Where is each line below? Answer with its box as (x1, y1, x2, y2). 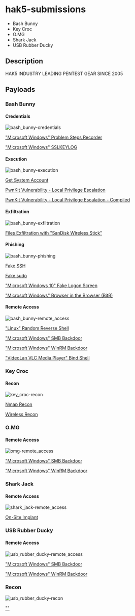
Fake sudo (5, 272, 27, 278)
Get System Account (5, 177, 49, 183)
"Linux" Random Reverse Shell (5, 325, 70, 331)
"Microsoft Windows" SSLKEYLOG (5, 144, 78, 150)
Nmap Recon (5, 401, 32, 407)
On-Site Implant (5, 514, 39, 521)
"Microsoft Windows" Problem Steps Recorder (5, 134, 103, 141)
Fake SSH (5, 263, 26, 269)
